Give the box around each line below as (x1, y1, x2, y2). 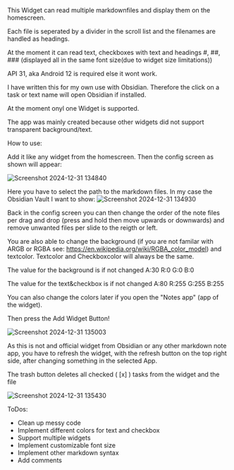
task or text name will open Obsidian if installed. (7, 91, 147, 99)
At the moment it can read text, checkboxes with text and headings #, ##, (7, 49, 221, 56)
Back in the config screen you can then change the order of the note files (7, 209, 221, 217)
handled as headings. (7, 35, 70, 43)
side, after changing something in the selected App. (7, 357, 157, 365)
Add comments (17, 456, 62, 464)
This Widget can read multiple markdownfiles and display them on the (7, 6, 211, 14)
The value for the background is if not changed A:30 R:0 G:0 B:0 (7, 266, 195, 274)
